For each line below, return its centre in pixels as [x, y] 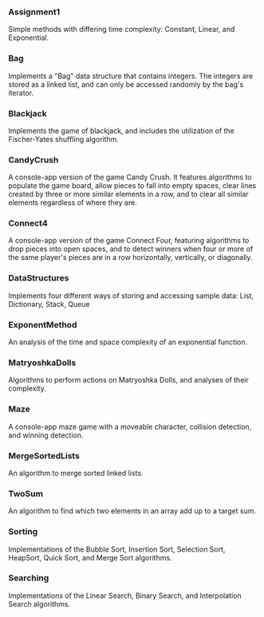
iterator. [21, 92]
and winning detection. [46, 435]
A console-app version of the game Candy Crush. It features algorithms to [130, 177]
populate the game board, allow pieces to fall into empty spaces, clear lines [132, 186]
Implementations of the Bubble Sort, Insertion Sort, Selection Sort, [117, 549]
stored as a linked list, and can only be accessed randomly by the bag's [126, 84]
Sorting [23, 532]
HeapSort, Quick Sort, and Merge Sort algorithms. [91, 557]
